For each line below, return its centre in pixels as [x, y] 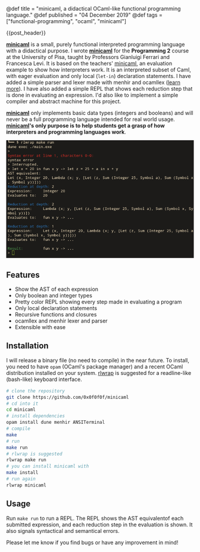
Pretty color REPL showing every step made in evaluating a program [98, 302]
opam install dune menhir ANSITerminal [56, 423]
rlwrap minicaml [26, 485]
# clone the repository [36, 391]
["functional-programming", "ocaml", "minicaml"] [66, 21]
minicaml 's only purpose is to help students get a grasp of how [85, 125]
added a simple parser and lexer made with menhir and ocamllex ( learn [93, 82]
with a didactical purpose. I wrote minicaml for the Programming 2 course [98, 51]
